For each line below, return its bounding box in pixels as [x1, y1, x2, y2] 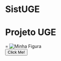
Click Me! [7, 49, 25, 55]
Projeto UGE [5, 27, 56, 38]
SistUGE [5, 4, 40, 15]
